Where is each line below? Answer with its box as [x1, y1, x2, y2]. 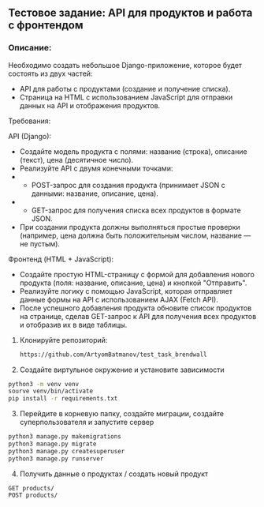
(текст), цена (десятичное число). [19, 155, 134, 164]
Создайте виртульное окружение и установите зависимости [19, 365, 225, 374]
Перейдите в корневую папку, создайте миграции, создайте [19, 409, 225, 419]
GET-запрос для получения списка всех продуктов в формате [31, 205, 242, 215]
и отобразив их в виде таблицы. [19, 320, 128, 329]
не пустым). [19, 238, 61, 248]
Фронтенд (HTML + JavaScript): [8, 254, 114, 264]
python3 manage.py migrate [8, 440, 97, 449]
